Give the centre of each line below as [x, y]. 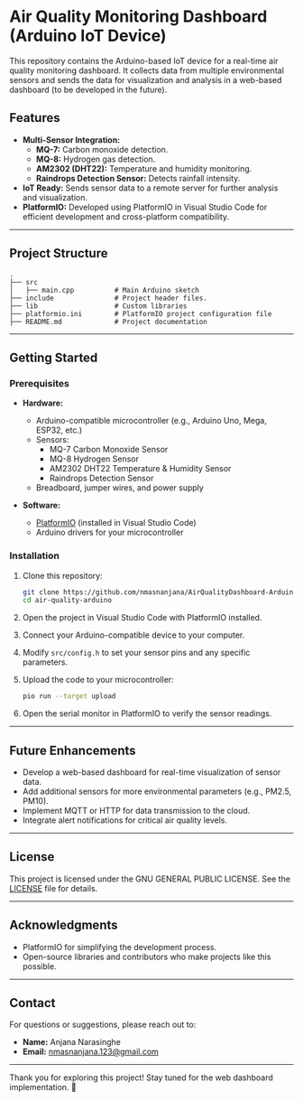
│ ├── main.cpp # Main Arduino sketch [105, 290]
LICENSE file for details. [54, 888]
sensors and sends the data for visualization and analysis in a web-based [146, 79]
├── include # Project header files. [108, 298]
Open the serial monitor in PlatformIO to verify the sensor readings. [147, 714]
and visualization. [55, 197]
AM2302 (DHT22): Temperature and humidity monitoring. [144, 168]
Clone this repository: [62, 575]
